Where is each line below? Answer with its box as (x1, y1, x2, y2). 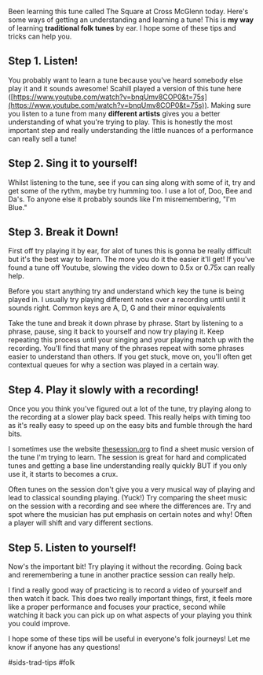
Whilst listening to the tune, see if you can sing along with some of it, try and (8, 177, 256, 187)
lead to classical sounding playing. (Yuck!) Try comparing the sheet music (8, 493, 247, 503)
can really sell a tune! (8, 134, 77, 143)
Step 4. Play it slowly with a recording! (8, 383, 199, 397)
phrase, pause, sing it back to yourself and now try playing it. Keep (8, 326, 225, 337)
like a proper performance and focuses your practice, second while (8, 602, 226, 612)
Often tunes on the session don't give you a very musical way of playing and (8, 485, 255, 494)
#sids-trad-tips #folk (8, 658, 75, 667)
